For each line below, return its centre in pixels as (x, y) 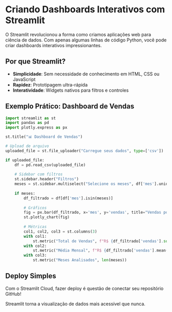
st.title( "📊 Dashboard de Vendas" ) (44, 137)
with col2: (35, 246)
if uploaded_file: (25, 160)
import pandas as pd (27, 123)
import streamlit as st (31, 118)
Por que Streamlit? (36, 62)
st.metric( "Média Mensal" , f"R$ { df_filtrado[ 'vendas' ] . (95, 251)
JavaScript (24, 79)
